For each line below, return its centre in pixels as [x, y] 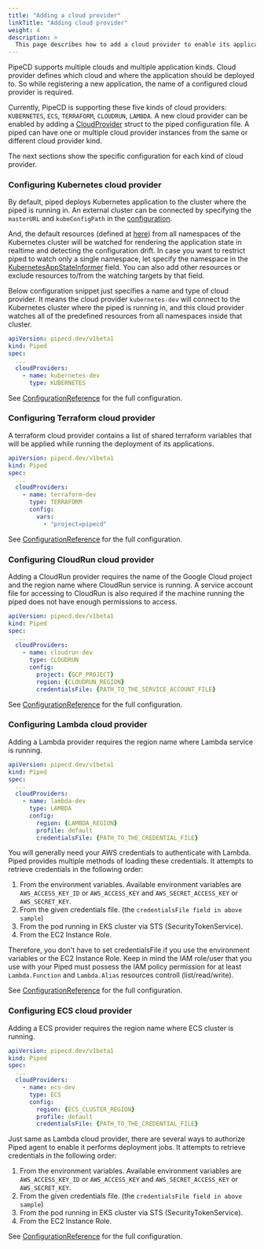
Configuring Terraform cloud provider [82, 418]
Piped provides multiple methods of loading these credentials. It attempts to [131, 861]
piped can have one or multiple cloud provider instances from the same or [128, 133]
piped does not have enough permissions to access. [93, 601]
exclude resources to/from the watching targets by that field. [106, 275]
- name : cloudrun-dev [57, 653]
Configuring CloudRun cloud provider [81, 560]
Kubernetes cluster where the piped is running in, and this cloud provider [126, 308]
